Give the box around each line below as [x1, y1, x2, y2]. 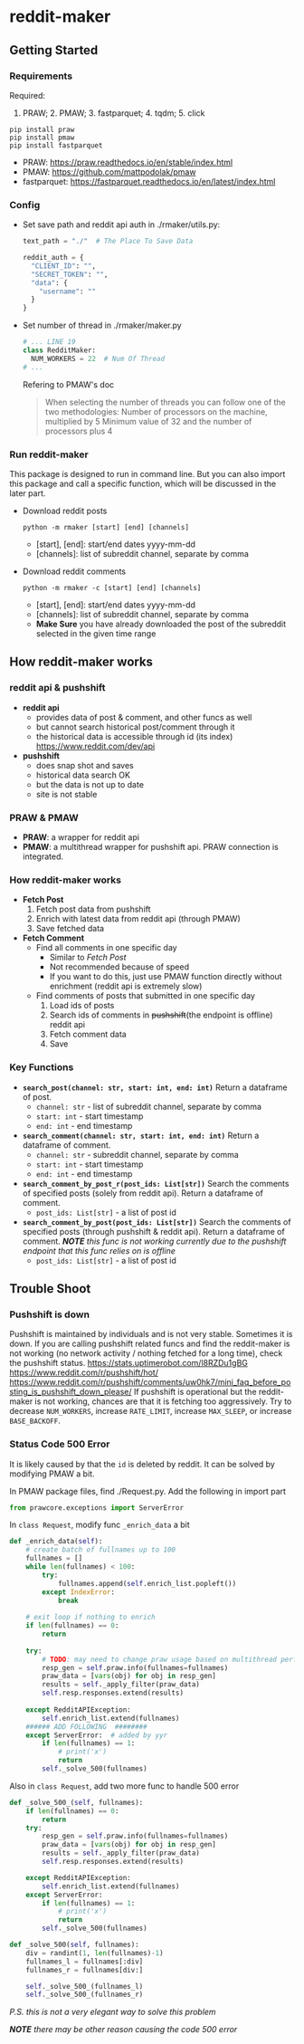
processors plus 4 [44, 425, 113, 436]
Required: [9, 90, 46, 100]
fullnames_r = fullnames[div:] [25, 1965, 144, 1974]
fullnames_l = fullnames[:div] [25, 1957, 144, 1966]
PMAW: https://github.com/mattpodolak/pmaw [22, 166, 196, 177]
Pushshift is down [9, 1308, 90, 1321]
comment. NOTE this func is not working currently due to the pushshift [22, 1236, 287, 1246]
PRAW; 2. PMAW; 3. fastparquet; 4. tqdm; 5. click [22, 107, 205, 119]
